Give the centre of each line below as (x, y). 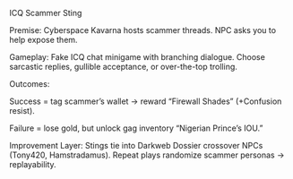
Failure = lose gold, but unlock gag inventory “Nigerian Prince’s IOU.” (136, 128)
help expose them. (43, 40)
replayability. (33, 164)
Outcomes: (30, 84)
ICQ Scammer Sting (46, 13)
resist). (22, 111)
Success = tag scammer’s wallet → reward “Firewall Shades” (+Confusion (146, 101)
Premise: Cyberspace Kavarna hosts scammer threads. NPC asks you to (142, 30)
